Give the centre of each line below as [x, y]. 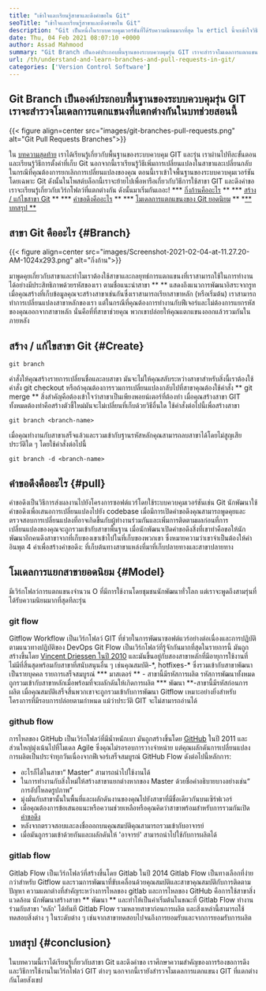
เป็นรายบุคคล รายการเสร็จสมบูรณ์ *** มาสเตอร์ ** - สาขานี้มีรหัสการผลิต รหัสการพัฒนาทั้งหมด [132, 674]
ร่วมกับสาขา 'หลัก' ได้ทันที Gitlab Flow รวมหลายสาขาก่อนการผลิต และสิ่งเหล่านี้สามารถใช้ [127, 908]
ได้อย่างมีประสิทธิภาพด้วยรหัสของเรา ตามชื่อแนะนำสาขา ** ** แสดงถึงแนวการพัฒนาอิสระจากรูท [133, 285]
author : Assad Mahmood [46, 45]
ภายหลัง [19, 320]
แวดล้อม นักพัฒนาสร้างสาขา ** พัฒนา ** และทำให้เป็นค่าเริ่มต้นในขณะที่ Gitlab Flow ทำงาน [131, 899]
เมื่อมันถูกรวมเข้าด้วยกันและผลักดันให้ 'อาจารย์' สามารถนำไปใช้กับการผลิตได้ [119, 834]
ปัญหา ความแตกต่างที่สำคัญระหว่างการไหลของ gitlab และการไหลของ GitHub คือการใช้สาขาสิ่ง [132, 891]
